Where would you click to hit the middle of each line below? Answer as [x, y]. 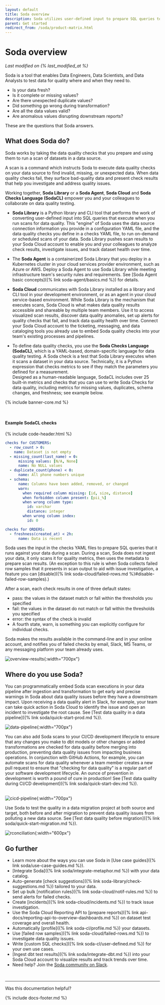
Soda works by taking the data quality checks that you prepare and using [79, 153]
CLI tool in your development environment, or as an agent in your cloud [84, 294]
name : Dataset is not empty [42, 452]
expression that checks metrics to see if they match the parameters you [85, 366]
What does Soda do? [37, 141]
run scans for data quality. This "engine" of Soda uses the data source [83, 223]
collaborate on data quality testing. [40, 203]
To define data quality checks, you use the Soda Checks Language [80, 346]
